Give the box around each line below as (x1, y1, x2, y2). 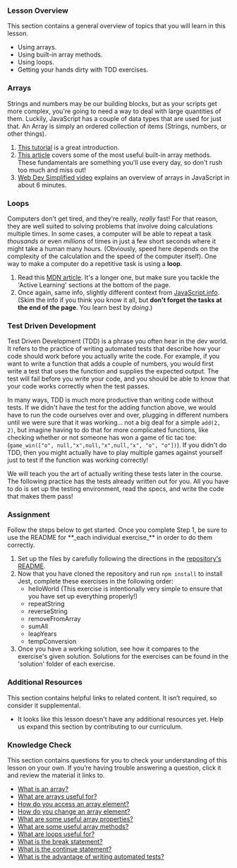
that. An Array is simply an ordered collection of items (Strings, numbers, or (7, 122, 227, 130)
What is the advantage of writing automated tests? (17, 852, 164, 861)
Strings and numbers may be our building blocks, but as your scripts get (7, 99, 217, 108)
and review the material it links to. (7, 771, 105, 780)
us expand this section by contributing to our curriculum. (17, 722, 183, 731)
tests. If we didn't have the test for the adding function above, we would (7, 403, 217, 412)
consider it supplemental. (7, 701, 81, 710)
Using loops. (17, 58, 54, 66)
